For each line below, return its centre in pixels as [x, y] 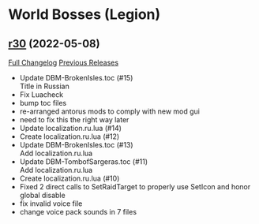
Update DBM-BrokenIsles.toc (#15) [76, 78]
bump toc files [43, 103]
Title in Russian [44, 86]
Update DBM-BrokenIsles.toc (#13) [76, 145]
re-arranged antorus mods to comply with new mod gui [109, 111]
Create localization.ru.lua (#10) [69, 178]
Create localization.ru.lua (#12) [69, 136]
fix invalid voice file [51, 203]
